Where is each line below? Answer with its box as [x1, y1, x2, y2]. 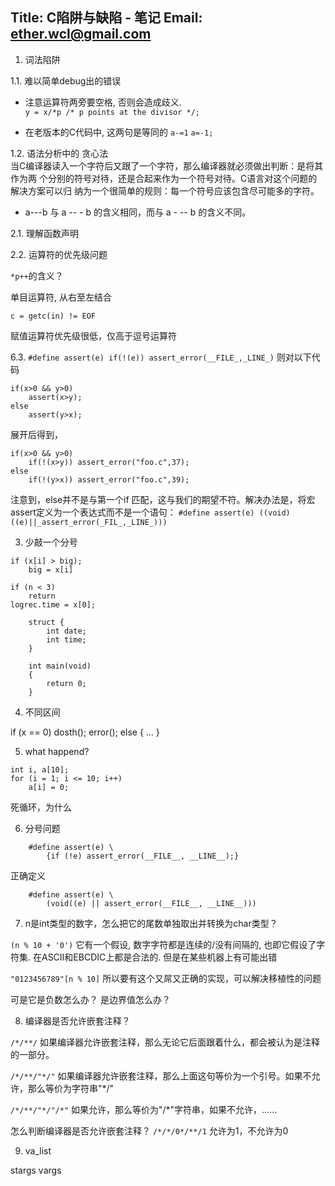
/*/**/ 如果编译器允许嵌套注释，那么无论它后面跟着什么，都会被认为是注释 [10, 1036, 320, 1048]
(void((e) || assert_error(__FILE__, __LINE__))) [46, 898, 257, 908]
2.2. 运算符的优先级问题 [10, 248, 108, 260]
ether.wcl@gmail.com [10, 26, 152, 43]
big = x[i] [28, 564, 74, 575]
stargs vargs [10, 1164, 62, 1176]
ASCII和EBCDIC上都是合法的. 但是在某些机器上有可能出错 [41, 951, 278, 963]
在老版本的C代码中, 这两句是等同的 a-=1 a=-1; [24, 126, 214, 138]
